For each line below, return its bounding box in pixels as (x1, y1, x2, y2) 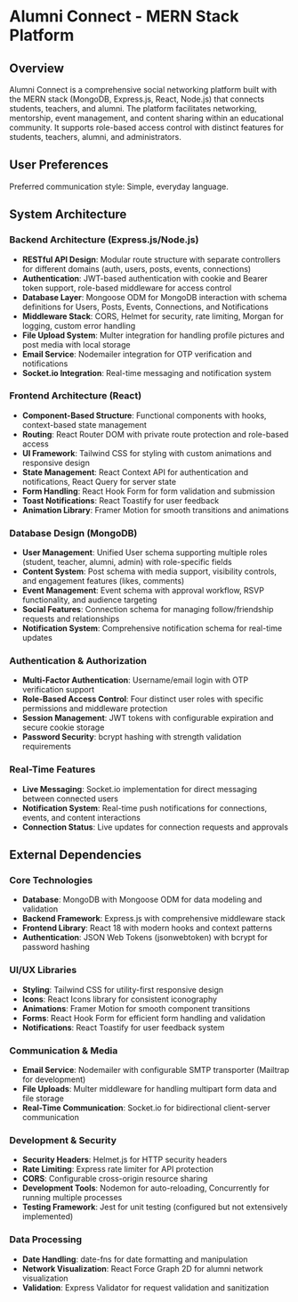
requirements (21, 741, 71, 752)
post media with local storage (21, 339, 131, 349)
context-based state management (21, 419, 147, 430)
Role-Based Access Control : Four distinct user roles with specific (21, 693, 264, 705)
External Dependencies (9, 848, 142, 863)
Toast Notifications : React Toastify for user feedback (21, 495, 220, 505)
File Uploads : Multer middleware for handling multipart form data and (21, 1083, 278, 1093)
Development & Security (9, 1134, 117, 1146)
